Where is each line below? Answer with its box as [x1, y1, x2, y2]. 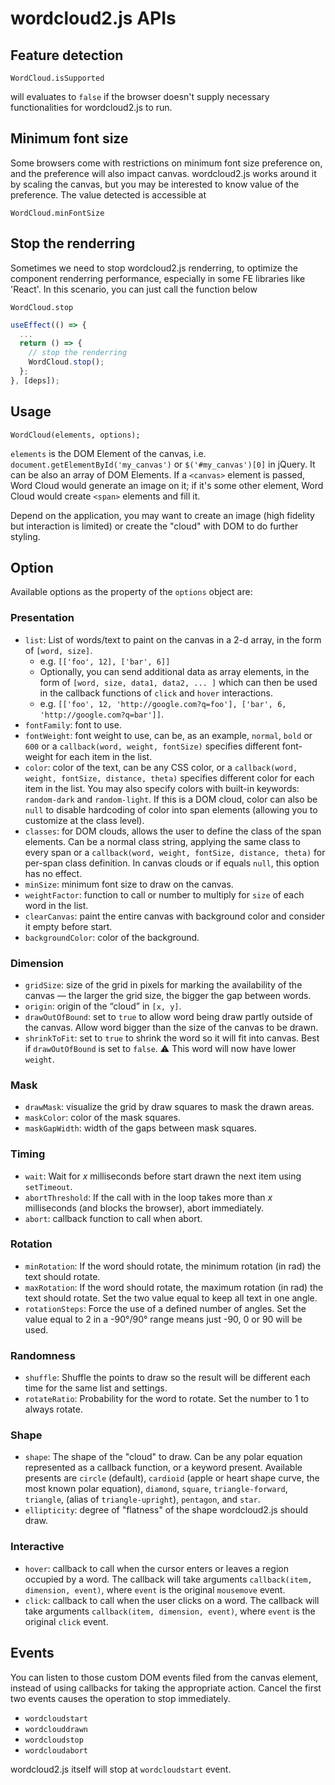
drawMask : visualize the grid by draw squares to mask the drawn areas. [24, 1101, 315, 1113]
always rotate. [24, 1403, 83, 1416]
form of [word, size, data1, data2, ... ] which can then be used [39, 676, 318, 688]
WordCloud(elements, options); [10, 430, 141, 440]
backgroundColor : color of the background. [24, 931, 200, 943]
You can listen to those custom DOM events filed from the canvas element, [10, 1671, 319, 1683]
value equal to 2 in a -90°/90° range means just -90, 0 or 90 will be [24, 1313, 303, 1325]
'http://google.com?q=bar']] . [39, 708, 164, 720]
